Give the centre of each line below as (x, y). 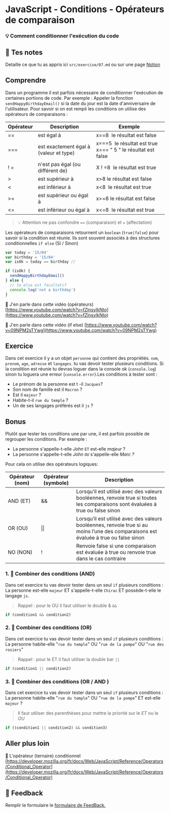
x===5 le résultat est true (127, 143)
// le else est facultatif (38, 285)
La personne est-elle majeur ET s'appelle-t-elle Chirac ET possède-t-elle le (83, 590)
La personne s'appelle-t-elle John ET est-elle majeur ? (69, 449)
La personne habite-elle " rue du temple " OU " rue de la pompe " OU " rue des (85, 644)
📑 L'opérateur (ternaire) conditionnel (43, 756)
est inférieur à (54, 187)
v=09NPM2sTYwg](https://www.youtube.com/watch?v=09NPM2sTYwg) (81, 330)
